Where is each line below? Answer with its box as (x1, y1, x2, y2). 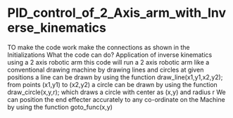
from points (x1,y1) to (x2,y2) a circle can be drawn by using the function (7, 80, 218, 88)
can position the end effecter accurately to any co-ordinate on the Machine (7, 95, 225, 103)
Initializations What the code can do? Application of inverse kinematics (7, 51, 213, 59)
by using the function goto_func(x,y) (7, 103, 113, 111)
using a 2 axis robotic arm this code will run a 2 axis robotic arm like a (7, 58, 210, 66)
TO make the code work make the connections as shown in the (7, 43, 190, 51)
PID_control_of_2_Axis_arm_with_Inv (7, 5, 227, 21)
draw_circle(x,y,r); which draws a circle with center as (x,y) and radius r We (7, 88, 227, 96)
